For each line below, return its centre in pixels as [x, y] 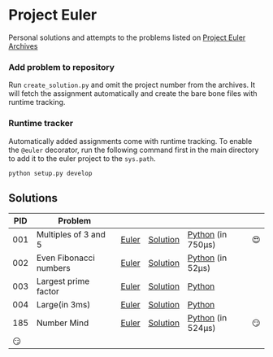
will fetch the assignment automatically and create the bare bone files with [133, 94]
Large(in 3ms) [63, 305]
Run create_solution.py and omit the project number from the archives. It [132, 85]
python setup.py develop [50, 173]
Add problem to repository [62, 67]
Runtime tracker [41, 124]
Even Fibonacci [65, 258]
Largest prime [63, 281]
